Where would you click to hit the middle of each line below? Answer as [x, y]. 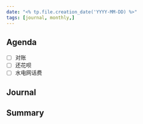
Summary [25, 113]
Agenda [22, 42]
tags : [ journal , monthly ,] [40, 18]
